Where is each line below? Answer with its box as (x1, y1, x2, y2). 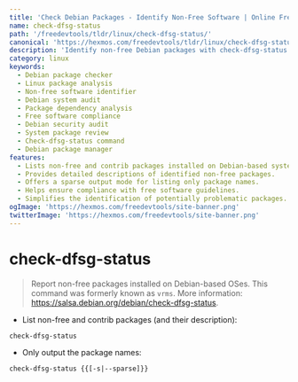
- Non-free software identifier (17, 87, 137, 96)
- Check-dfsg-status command (17, 136, 125, 145)
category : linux (9, 54, 69, 63)
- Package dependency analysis (17, 104, 133, 113)
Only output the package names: (21, 347, 142, 357)
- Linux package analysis (17, 79, 114, 88)
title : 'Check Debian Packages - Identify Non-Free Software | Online (9, 12, 276, 22)
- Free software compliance (17, 112, 122, 121)
